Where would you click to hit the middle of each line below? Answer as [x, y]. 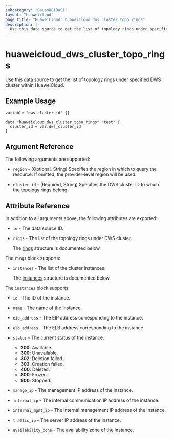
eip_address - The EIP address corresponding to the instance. [78, 317]
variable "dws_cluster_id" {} [38, 113]
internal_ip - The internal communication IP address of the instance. [86, 400]
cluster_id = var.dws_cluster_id [46, 126]
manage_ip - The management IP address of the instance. [73, 390]
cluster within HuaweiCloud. [35, 85]
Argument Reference [39, 147]
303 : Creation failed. [42, 364]
